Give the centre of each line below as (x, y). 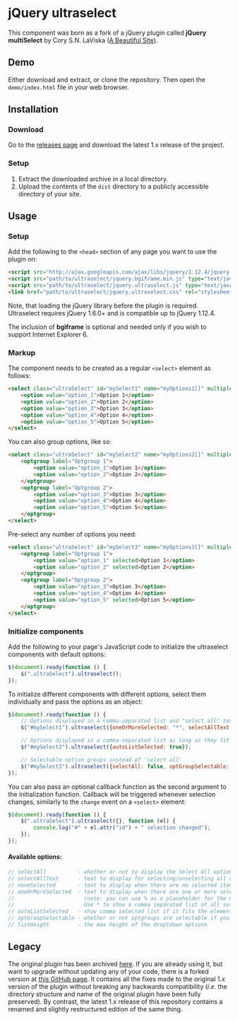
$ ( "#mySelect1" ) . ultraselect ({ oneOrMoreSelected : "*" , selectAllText (125, 728)
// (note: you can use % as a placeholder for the (117, 898)
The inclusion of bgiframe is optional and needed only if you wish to (107, 327)
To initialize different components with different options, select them (107, 694)
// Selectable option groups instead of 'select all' (101, 760)
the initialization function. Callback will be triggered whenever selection (112, 794)
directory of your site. (50, 194)
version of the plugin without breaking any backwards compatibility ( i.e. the (118, 986)
